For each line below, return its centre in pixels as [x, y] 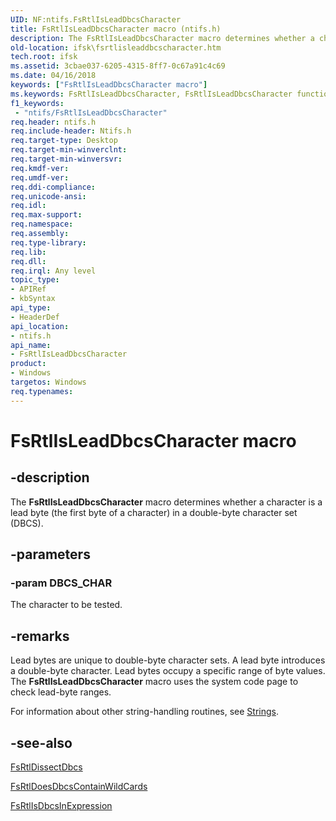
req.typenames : [42, 391]
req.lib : [28, 252]
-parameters [50, 554]
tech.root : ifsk [44, 57]
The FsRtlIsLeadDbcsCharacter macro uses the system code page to [154, 682]
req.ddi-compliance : [53, 187]
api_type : [31, 308]
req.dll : [28, 261]
